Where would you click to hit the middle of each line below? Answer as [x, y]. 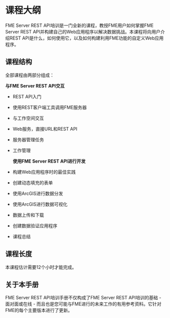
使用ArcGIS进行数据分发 [38, 193]
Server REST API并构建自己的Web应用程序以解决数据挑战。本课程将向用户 [83, 31]
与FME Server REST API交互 [35, 86]
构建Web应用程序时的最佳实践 [44, 172]
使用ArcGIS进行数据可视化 [40, 204]
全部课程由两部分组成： [30, 75]
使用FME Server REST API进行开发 [49, 161]
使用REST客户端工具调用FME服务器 [50, 107]
